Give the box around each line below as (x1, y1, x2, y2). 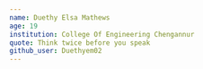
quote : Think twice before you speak (9, 38, 151, 47)
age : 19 (9, 22, 39, 30)
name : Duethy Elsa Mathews (9, 13, 110, 22)
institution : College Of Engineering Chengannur (9, 30, 195, 39)
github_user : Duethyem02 (9, 47, 102, 56)
